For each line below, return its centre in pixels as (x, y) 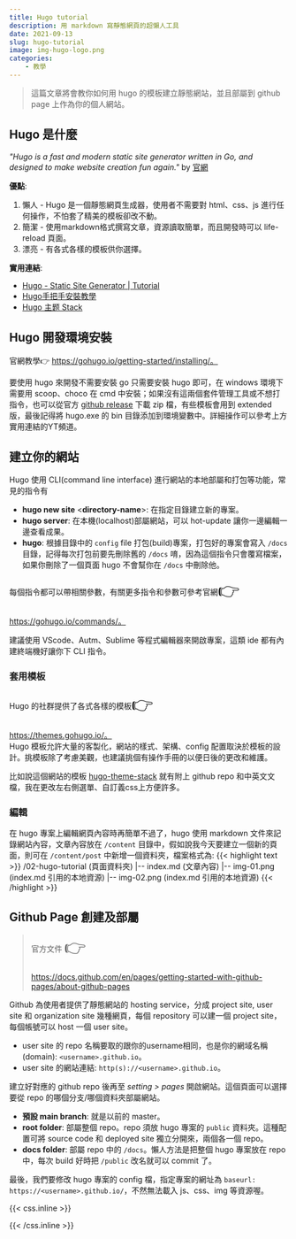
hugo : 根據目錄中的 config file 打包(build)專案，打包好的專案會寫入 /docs (155, 543)
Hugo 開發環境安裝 (61, 338)
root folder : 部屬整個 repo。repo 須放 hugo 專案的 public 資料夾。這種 (150, 1127)
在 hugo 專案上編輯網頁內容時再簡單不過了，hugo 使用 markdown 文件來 (141, 833)
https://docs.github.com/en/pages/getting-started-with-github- (147, 977)
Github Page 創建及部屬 (74, 917)
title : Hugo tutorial (49, 17)
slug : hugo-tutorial (47, 42)
